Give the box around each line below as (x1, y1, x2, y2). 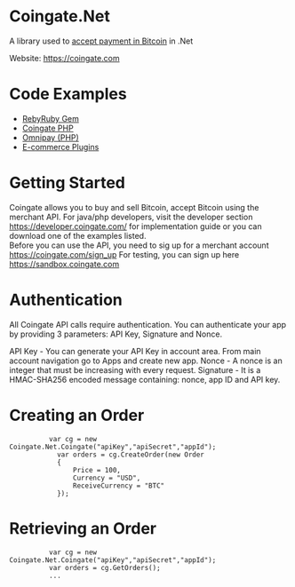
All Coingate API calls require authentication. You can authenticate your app (9, 319, 287, 329)
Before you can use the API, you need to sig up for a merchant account (9, 240, 269, 250)
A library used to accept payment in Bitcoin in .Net (9, 36, 194, 46)
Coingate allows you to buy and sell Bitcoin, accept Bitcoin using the (9, 202, 259, 212)
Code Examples (9, 84, 127, 104)
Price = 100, (72, 465, 122, 474)
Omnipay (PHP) (21, 131, 80, 143)
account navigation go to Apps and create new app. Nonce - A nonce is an (9, 355, 283, 366)
